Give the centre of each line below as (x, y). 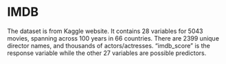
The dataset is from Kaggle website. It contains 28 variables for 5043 (105, 31)
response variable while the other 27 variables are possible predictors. (107, 53)
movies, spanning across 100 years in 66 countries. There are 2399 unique (113, 38)
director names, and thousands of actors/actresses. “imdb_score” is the (109, 45)
